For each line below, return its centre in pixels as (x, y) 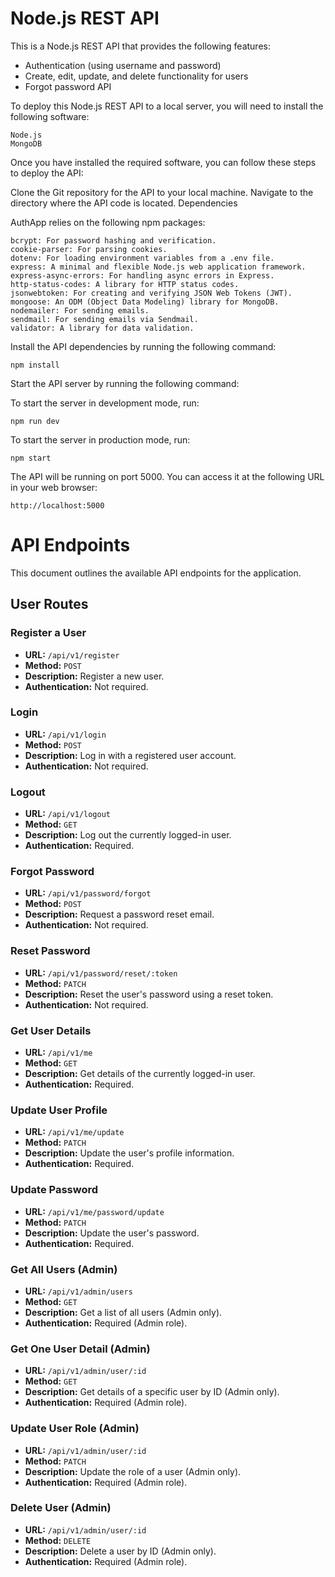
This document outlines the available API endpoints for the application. (156, 573)
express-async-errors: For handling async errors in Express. (142, 275)
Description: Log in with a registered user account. (130, 755)
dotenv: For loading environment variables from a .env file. (142, 258)
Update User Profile (59, 1110)
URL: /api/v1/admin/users (78, 1291)
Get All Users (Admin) (64, 1269)
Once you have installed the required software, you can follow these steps (163, 162)
